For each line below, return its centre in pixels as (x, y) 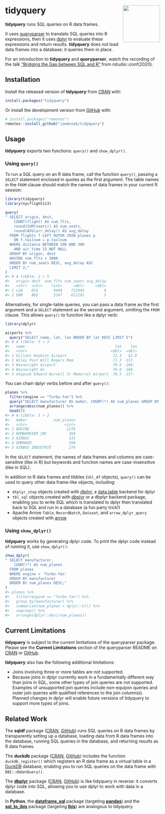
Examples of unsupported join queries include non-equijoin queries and (85, 688)
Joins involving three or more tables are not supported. (68, 672)
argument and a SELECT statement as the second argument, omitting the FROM (82, 309)
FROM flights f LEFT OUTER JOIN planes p (53, 236)
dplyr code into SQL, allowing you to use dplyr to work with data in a (74, 786)
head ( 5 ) (17, 411)
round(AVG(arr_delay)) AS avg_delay (52, 231)
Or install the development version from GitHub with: (58, 110)
